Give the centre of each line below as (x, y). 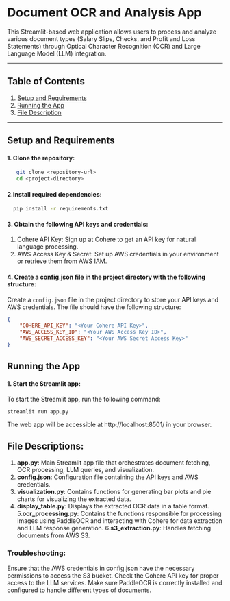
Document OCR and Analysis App (104, 13)
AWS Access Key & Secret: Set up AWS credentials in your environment (118, 254)
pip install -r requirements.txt (61, 209)
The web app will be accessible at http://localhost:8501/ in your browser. (110, 425)
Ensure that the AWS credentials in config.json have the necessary (101, 568)
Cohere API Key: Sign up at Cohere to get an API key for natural (106, 240)
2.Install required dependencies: (54, 194)
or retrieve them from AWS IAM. (62, 261)
